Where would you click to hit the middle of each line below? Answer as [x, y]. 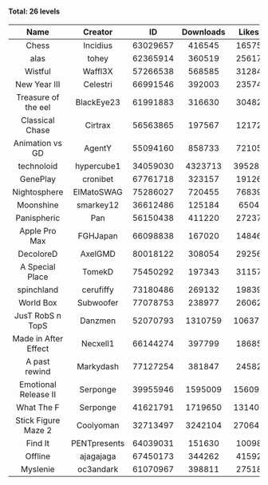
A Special [37, 267]
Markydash [98, 367]
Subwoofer [98, 303]
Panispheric [38, 218]
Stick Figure [38, 420]
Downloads [203, 32]
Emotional [38, 384]
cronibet [98, 179]
